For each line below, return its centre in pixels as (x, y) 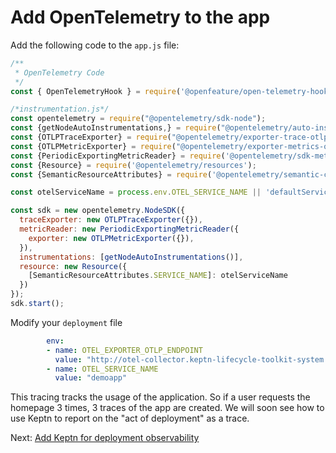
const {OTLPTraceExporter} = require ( (91, 137)
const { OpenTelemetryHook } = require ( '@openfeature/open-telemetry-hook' (171, 91)
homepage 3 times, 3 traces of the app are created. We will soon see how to (167, 408)
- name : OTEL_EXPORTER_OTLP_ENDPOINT (124, 350)
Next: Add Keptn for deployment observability (105, 438)
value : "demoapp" (91, 378)
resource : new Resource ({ (73, 266)
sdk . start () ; (37, 304)
